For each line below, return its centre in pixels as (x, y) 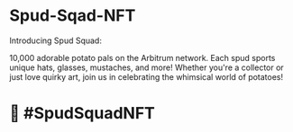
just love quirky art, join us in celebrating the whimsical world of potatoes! (146, 76)
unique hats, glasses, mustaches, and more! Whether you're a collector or (146, 67)
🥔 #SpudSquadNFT (82, 114)
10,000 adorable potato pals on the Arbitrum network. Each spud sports (142, 57)
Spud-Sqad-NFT (73, 16)
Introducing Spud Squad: (55, 40)
